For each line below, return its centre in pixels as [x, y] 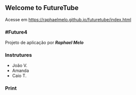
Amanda [20, 71]
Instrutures [19, 55]
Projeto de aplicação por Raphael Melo [44, 42]
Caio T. [19, 76]
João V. [20, 66]
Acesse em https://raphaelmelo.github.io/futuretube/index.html [68, 19]
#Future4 [16, 32]
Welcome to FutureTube [42, 8]
